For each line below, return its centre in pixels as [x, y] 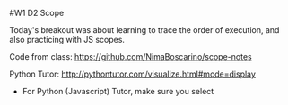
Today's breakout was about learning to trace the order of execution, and [144, 30]
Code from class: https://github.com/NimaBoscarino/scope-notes [131, 57]
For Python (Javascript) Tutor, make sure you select [118, 91]
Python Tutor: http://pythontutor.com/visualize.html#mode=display [132, 74]
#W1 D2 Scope [37, 13]
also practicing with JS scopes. [67, 40]
